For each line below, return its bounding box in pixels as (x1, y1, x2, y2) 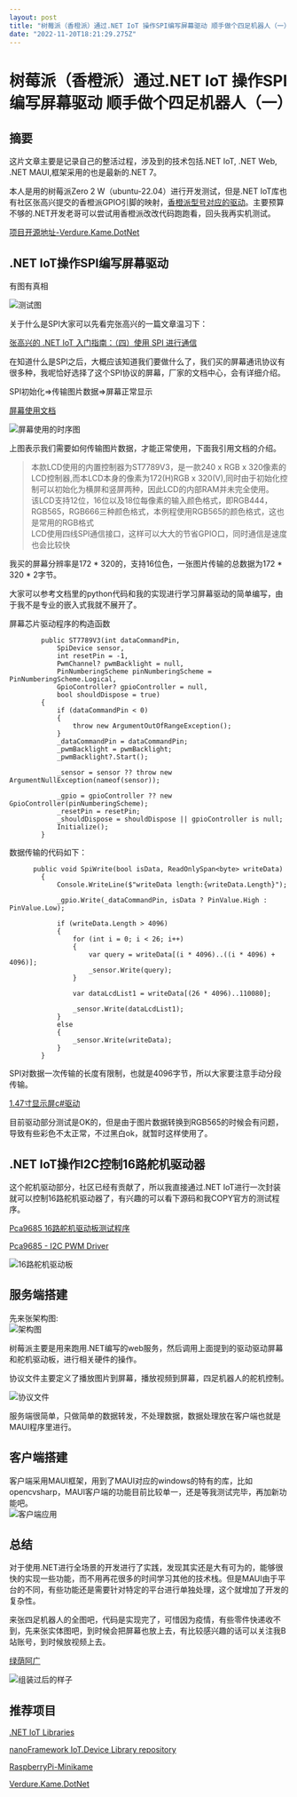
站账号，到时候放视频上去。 (9, 1636, 111, 1648)
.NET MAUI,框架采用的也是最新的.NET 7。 (9, 167, 162, 178)
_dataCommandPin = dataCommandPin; (56, 737, 189, 746)
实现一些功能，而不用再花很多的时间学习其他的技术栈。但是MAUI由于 (24, 1573, 278, 1584)
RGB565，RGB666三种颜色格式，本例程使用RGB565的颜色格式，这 (30, 506, 277, 517)
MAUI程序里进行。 (9, 1421, 77, 1432)
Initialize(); (56, 823, 109, 831)
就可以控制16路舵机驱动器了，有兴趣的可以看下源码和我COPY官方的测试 (9, 1193, 272, 1204)
